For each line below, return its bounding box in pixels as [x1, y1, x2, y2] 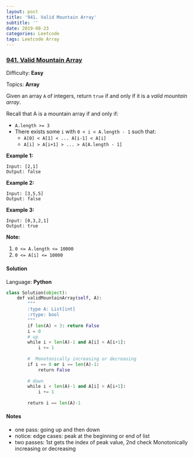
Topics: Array [6, 81, 40, 88]
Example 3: [6, 206, 34, 214]
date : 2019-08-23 [6, 25, 49, 31]
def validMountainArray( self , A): [17, 295, 102, 301]
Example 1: [6, 152, 34, 159]
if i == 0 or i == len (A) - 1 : [27, 361, 100, 367]
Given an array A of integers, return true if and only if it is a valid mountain [6, 93, 188, 100]
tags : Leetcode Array [6, 36, 60, 42]
